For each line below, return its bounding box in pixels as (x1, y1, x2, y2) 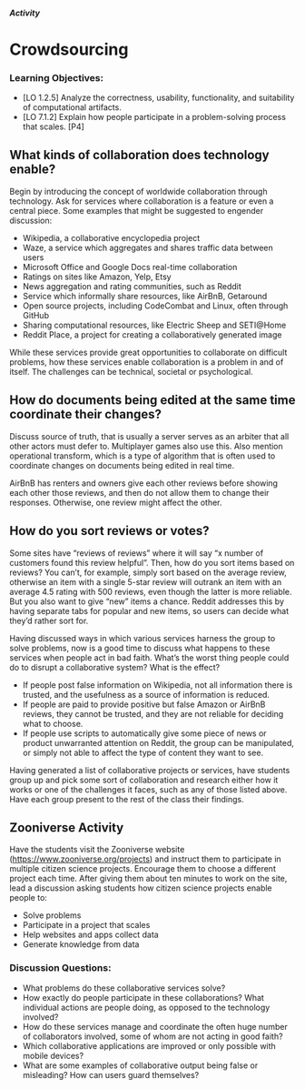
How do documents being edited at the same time (9, 392, 296, 408)
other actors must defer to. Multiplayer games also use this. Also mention (9, 440, 283, 451)
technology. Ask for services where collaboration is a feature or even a (9, 196, 274, 207)
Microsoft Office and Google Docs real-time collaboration (22, 261, 238, 272)
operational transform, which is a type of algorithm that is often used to (9, 450, 276, 461)
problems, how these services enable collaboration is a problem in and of (9, 356, 284, 368)
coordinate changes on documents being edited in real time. (9, 459, 234, 470)
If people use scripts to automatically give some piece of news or (22, 728, 267, 739)
